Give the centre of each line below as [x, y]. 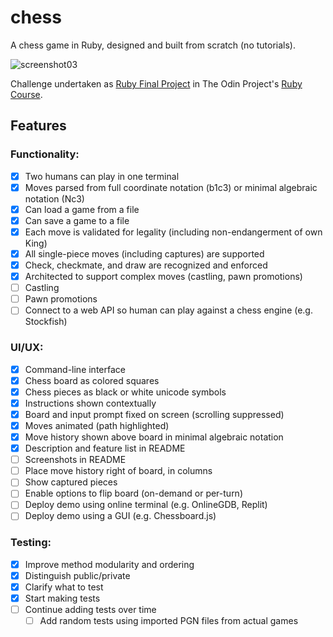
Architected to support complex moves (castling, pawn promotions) [163, 277]
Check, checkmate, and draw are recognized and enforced [146, 265]
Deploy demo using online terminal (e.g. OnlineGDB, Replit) [146, 505]
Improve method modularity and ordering [109, 564]
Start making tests [62, 598]
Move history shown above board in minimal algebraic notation [154, 437]
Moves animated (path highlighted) [97, 425]
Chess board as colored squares [92, 380]
